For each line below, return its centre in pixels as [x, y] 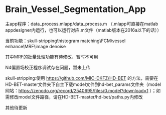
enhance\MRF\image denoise [36, 46]
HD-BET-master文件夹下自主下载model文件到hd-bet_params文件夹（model [83, 84]
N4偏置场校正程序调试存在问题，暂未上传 [48, 67]
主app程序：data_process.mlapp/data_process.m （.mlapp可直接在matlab [82, 24]
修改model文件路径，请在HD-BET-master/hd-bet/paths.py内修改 [76, 97]
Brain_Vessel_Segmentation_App [76, 9]
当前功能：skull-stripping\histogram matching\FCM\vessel [65, 41]
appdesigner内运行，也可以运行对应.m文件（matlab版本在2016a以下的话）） [84, 30]
